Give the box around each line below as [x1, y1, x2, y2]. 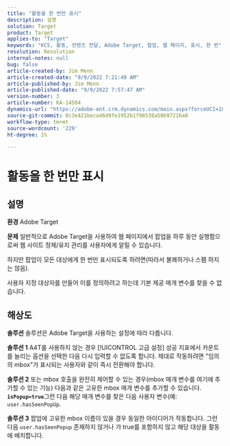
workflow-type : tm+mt [7, 118, 69, 126]
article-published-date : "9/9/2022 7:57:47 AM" [7, 86, 146, 93]
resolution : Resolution [7, 49, 75, 56]
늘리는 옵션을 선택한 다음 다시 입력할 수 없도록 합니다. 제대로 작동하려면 [14, 352, 204, 360]
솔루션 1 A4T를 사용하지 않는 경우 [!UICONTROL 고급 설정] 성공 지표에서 [7, 344, 201, 352]
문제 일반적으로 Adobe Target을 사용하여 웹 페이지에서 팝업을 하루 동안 [7, 233, 197, 241]
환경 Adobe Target [7, 218, 59, 226]
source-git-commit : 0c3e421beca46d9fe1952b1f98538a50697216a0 [7, 112, 188, 119]
